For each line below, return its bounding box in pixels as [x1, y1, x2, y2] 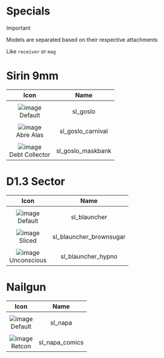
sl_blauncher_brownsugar [52, 232, 126, 240]
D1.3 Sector [6, 174, 65, 188]
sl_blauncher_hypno [60, 252, 118, 260]
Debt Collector [9, 150, 51, 159]
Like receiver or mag [6, 47, 56, 55]
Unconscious [9, 256, 47, 264]
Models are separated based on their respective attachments [6, 36, 158, 43]
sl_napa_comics [39, 338, 84, 346]
